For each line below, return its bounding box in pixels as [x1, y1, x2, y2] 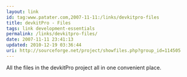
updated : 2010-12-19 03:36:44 [6, 42, 82, 48]
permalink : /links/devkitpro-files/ [6, 31, 98, 37]
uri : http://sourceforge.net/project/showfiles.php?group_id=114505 [6, 48, 181, 54]
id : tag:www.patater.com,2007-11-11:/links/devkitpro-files [6, 14, 160, 20]
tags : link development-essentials [6, 25, 95, 32]
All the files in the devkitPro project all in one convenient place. [6, 64, 162, 71]
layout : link [6, 8, 39, 15]
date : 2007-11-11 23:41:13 [6, 36, 74, 42]
